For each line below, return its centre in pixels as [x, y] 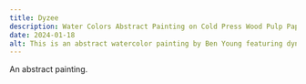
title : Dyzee [34, 18]
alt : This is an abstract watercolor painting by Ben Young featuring [146, 43]
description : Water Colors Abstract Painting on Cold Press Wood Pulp [146, 26]
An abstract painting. [49, 69]
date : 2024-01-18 [42, 35]
